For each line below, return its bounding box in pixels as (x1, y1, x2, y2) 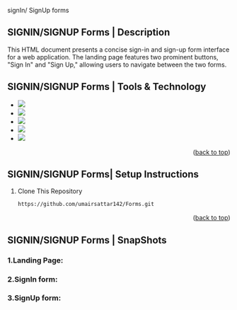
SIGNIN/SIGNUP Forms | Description (7, 26, 170, 38)
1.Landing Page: (7, 255, 64, 265)
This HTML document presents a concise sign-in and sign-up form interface (7, 45, 230, 54)
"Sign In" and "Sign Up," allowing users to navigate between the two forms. (7, 60, 227, 69)
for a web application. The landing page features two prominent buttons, (7, 52, 219, 61)
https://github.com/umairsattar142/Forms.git (17, 201, 154, 208)
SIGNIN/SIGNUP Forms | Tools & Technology (7, 81, 207, 93)
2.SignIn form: (7, 274, 58, 284)
